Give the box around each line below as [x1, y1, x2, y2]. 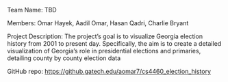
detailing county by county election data [7, 54, 121, 62]
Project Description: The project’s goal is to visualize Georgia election [7, 32, 203, 40]
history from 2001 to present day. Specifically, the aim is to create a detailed [7, 40, 222, 47]
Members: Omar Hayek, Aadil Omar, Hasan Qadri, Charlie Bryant [7, 19, 189, 27]
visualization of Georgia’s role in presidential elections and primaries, [7, 47, 201, 55]
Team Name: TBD [7, 6, 57, 14]
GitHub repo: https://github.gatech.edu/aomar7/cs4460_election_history [7, 68, 211, 75]
